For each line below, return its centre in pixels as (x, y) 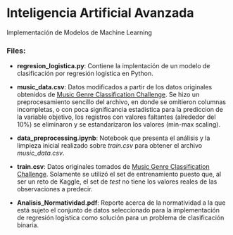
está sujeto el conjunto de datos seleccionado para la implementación (118, 210)
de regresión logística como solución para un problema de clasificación (120, 218)
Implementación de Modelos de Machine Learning (80, 32)
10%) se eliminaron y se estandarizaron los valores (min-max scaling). (119, 125)
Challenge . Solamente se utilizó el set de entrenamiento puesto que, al (119, 174)
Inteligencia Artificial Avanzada (100, 13)
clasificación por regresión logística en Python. (85, 74)
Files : (16, 51)
